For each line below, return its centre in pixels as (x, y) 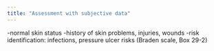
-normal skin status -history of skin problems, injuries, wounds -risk (103, 33)
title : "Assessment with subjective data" (69, 13)
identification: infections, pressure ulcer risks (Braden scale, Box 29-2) (107, 40)
